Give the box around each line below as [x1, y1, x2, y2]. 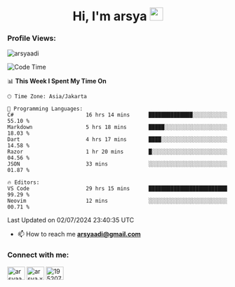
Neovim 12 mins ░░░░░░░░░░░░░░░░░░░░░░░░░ [7, 197, 228, 205]
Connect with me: [7, 250, 69, 260]
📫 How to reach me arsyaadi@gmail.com [17, 230, 141, 239]
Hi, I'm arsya [72, 8, 147, 25]
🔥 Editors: [7, 179, 40, 186]
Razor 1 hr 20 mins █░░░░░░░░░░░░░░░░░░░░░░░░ [7, 148, 228, 156]
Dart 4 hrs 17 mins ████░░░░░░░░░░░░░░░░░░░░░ [7, 136, 228, 143]
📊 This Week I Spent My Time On [7, 77, 107, 86]
